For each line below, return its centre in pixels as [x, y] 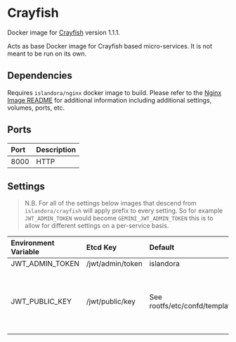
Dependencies [40, 76]
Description [56, 149]
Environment [33, 243]
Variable [25, 252]
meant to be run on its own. [47, 53]
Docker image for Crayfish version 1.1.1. [64, 32]
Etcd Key [101, 248]
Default [162, 248]
